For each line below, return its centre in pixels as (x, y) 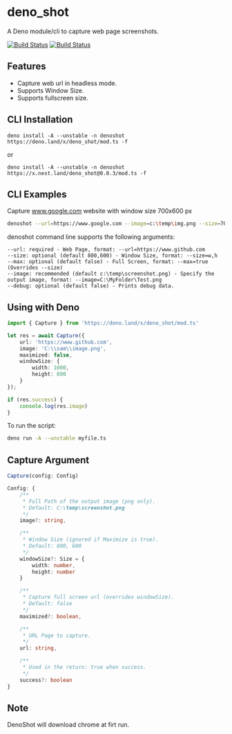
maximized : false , (46, 355)
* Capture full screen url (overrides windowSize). (98, 597)
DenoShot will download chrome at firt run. (68, 725)
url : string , (38, 648)
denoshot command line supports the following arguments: (91, 237)
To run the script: (32, 426)
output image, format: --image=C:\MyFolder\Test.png (85, 280)
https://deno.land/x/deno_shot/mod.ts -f (68, 142)
